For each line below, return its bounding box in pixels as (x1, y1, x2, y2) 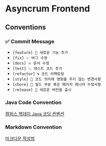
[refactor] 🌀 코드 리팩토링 (12, 71, 64, 76)
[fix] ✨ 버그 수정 (12, 55, 47, 60)
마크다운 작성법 (5, 135, 35, 141)
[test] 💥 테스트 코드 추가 (12, 66, 62, 71)
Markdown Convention (5, 123, 62, 130)
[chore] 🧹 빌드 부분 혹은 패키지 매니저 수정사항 (12, 82, 101, 87)
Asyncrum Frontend (5, 3, 90, 14)
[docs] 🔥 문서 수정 (12, 60, 49, 65)
